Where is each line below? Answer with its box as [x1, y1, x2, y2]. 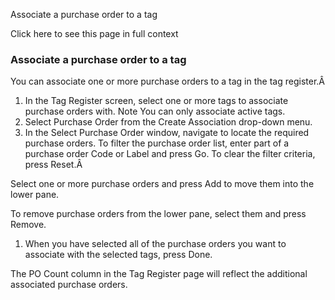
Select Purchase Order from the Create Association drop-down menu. [24, 116, 313, 128]
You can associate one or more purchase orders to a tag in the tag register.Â [10, 75, 325, 88]
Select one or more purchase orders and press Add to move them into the [10, 178, 315, 190]
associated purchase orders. [10, 279, 128, 291]
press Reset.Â [24, 159, 83, 171]
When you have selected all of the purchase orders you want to [24, 238, 287, 250]
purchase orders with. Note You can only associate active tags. [24, 105, 286, 118]
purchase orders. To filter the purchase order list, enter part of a [24, 137, 290, 149]
